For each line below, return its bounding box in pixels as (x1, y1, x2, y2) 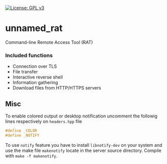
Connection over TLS (12, 63, 57, 69)
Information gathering (12, 79, 58, 86)
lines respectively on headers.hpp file (5, 118, 82, 125)
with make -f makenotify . (5, 152, 58, 159)
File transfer (12, 69, 38, 75)
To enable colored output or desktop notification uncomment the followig (5, 113, 158, 119)
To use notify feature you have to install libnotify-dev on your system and (5, 142, 163, 148)
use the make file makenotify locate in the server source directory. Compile (5, 147, 162, 153)
